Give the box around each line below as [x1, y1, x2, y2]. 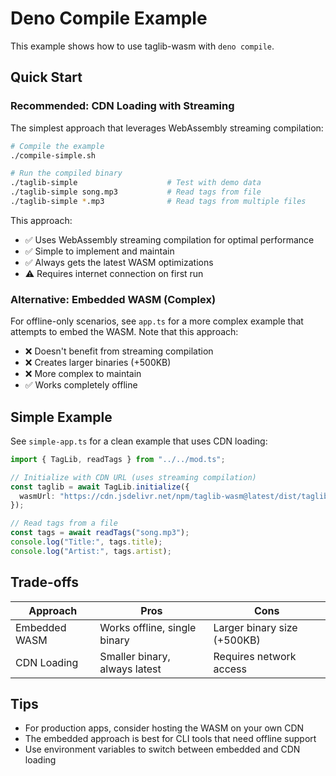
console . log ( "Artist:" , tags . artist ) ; [10, 546, 172, 556]
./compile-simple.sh [10, 150, 97, 161]
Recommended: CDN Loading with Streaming [10, 99, 235, 113]
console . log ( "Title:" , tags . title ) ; [10, 537, 163, 547]
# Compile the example [10, 141, 105, 151]
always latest [99, 662, 162, 676]
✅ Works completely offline [24, 379, 138, 391]
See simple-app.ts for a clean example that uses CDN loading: [10, 435, 268, 447]
